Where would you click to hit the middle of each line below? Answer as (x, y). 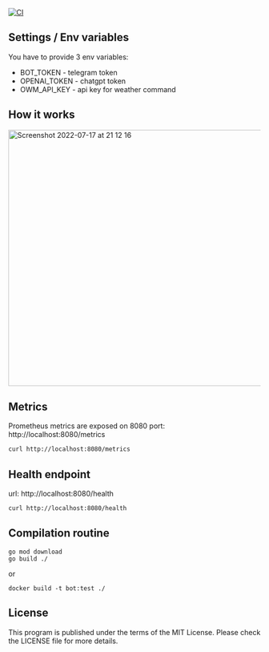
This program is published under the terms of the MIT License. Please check (134, 632)
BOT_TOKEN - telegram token (68, 72)
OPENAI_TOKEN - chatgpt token (73, 81)
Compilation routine (59, 533)
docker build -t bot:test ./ (57, 588)
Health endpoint (49, 474)
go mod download (35, 552)
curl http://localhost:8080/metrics (69, 449)
